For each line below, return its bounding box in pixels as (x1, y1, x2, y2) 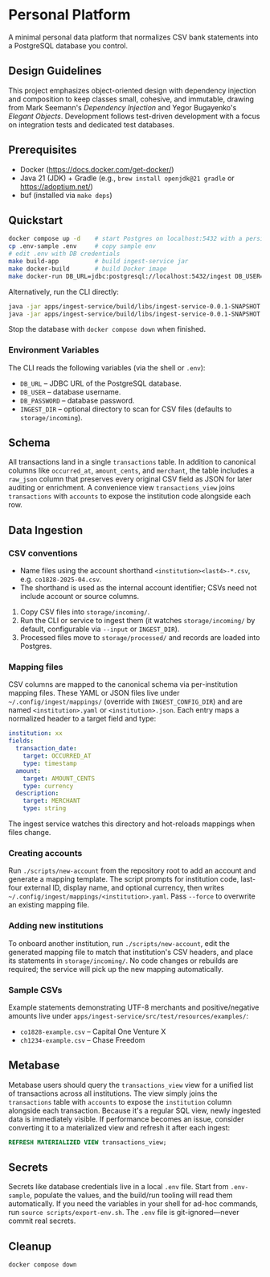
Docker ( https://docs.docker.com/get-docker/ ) (19, 164, 174, 174)
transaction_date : (15, 745, 78, 753)
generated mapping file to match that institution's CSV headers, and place (8, 947, 254, 957)
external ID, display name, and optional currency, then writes (23, 883, 225, 893)
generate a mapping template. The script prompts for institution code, (8, 874, 239, 884)
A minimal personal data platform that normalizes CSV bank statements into (8, 32, 259, 42)
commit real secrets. (8, 1216, 76, 1225)
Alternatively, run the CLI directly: (8, 287, 119, 296)
